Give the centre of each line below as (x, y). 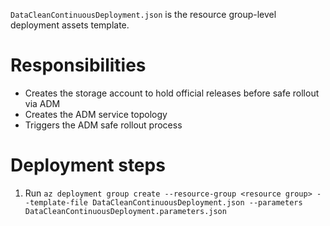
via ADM (42, 103)
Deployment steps (88, 165)
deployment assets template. (70, 25)
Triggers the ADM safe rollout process (103, 125)
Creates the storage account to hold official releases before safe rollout (172, 93)
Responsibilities (78, 65)
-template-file (56, 202)
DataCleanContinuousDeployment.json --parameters (197, 202)
